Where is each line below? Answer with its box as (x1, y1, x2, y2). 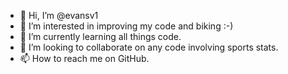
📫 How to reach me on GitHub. (19, 53, 150, 64)
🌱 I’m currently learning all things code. (19, 31, 182, 42)
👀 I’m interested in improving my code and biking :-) (19, 20, 234, 32)
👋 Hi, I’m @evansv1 (19, 10, 99, 21)
